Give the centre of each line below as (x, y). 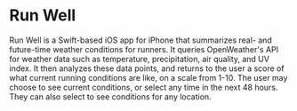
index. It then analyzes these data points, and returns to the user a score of (147, 68)
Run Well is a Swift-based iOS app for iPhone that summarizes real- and (141, 40)
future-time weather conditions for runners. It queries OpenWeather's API (144, 49)
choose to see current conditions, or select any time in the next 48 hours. (144, 87)
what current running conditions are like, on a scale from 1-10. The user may (148, 77)
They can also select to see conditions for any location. (110, 96)
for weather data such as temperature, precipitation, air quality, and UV (139, 59)
